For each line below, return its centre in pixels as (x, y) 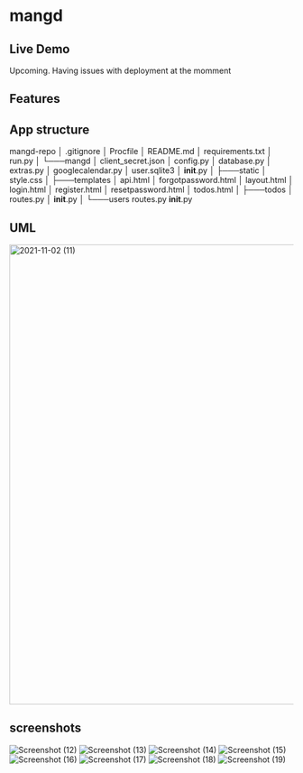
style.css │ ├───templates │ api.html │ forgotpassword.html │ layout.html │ (151, 180)
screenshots (46, 728)
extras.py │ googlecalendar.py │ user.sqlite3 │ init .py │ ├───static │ (138, 170)
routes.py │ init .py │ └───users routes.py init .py (101, 199)
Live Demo (40, 49)
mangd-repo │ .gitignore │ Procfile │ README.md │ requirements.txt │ (141, 152)
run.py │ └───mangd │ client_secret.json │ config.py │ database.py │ (141, 161)
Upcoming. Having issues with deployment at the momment (120, 70)
